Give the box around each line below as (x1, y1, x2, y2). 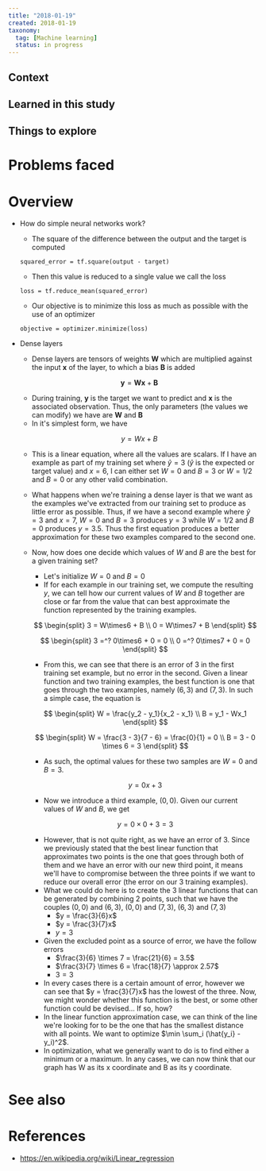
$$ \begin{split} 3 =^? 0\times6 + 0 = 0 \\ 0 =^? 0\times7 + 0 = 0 (40, 636, 251, 645)
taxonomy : (8, 26, 41, 34)
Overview (8, 192, 74, 210)
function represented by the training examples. (43, 605, 197, 615)
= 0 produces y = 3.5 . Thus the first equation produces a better (31, 524, 240, 533)
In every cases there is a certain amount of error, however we (43, 978, 245, 988)
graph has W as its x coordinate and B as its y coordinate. (43, 1063, 232, 1073)
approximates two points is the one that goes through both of (43, 852, 245, 861)
